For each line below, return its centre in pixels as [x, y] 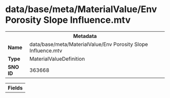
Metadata [85, 36]
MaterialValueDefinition [57, 59]
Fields [15, 88]
